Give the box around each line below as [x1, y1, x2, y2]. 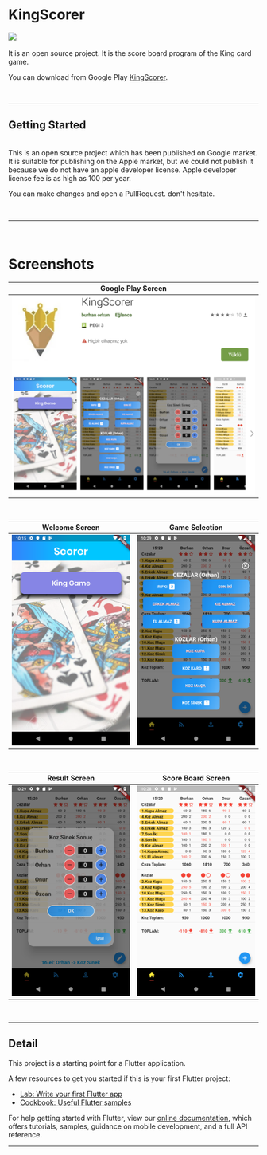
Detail [8, 1037, 38, 1051]
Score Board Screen [162, 773, 230, 783]
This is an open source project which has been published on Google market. [8, 147, 258, 157]
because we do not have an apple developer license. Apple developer [8, 165, 237, 175]
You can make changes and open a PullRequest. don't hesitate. [8, 189, 215, 198]
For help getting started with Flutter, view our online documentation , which [8, 1113, 253, 1122]
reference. [8, 1129, 42, 1139]
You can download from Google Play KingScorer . [8, 72, 168, 81]
